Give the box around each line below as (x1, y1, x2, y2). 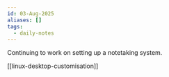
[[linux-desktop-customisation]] (7, 62, 99, 70)
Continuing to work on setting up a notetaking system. (7, 49, 163, 57)
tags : (7, 23, 23, 30)
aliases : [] (7, 17, 42, 24)
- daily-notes (13, 29, 54, 37)
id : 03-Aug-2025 (7, 10, 54, 17)
